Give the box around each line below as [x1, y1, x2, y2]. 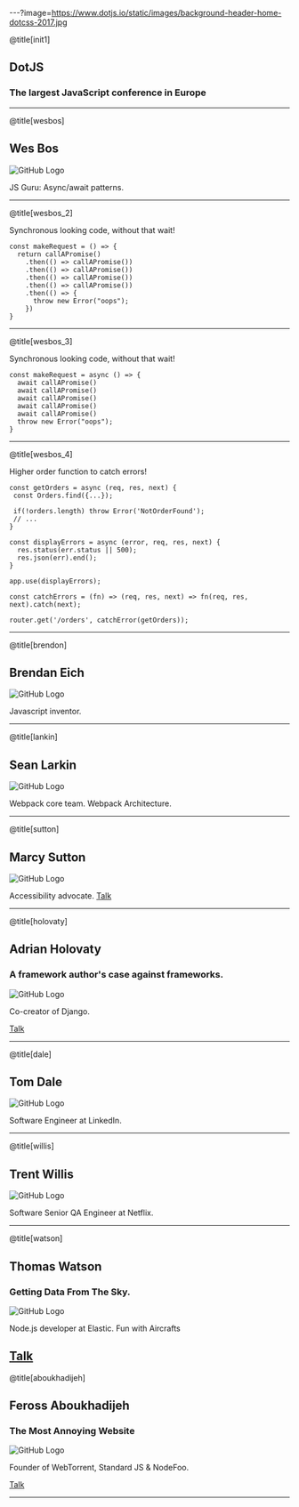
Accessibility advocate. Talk [9, 890, 112, 901]
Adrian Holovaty [9, 942, 102, 957]
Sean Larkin [9, 757, 77, 772]
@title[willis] [9, 1140, 55, 1151]
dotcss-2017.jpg [9, 17, 68, 28]
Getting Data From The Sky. [9, 1285, 131, 1298]
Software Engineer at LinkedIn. [9, 1116, 122, 1126]
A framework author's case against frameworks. [9, 969, 224, 981]
